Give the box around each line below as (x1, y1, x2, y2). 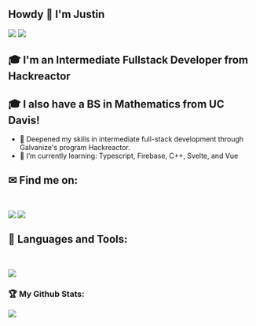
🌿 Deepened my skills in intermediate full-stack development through (19, 134, 244, 144)
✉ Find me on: (8, 174, 79, 187)
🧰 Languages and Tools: (8, 233, 128, 246)
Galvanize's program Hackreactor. (19, 143, 131, 152)
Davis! (8, 113, 41, 126)
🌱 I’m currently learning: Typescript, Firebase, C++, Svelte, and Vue (19, 151, 239, 161)
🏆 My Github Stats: (8, 288, 85, 299)
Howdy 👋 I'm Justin (8, 8, 105, 21)
